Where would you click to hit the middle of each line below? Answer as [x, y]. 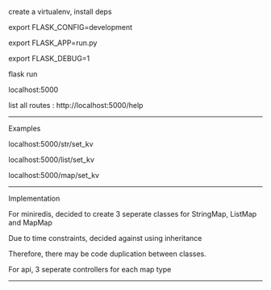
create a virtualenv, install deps [60, 12]
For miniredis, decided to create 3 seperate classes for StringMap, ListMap [133, 214]
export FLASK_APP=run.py [53, 43]
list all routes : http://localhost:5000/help [76, 105]
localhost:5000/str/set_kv [51, 144]
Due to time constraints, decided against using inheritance [105, 238]
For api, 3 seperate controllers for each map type [90, 269]
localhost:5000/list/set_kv [52, 159]
